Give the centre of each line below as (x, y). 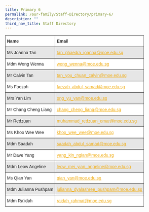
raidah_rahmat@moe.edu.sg (84, 201)
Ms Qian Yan (19, 178)
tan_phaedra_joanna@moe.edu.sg (90, 53)
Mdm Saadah (20, 144)
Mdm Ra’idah (20, 201)
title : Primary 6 (23, 10)
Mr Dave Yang (21, 155)
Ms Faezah (18, 87)
